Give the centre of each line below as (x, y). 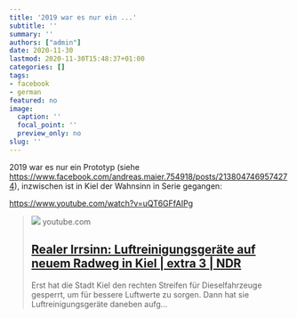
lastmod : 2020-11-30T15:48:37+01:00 (77, 59)
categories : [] (37, 68)
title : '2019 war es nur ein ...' (73, 17)
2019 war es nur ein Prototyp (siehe (75, 167)
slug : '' (25, 142)
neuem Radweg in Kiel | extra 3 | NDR (136, 264)
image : (21, 109)
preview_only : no (49, 134)
